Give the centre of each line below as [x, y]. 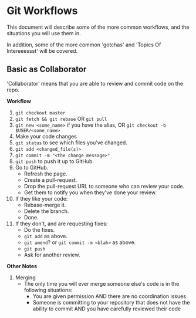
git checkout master [40, 113]
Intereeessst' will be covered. [42, 50]
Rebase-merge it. [45, 205]
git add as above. [46, 236]
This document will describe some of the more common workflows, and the [98, 27]
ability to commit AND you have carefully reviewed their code [107, 309]
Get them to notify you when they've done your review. [90, 192]
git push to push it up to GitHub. [55, 161]
